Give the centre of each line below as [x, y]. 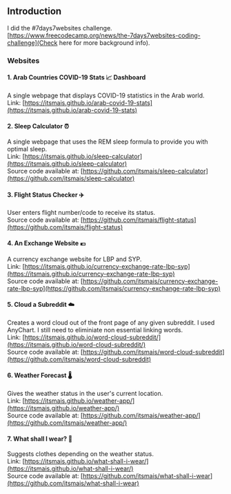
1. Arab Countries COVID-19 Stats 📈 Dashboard [77, 77]
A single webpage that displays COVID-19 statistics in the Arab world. [106, 95]
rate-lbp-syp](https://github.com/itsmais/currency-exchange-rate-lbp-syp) [114, 288]
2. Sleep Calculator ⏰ [38, 126]
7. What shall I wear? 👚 [40, 439]
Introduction [34, 11]
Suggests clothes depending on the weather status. [80, 454]
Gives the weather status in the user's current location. [85, 393]
